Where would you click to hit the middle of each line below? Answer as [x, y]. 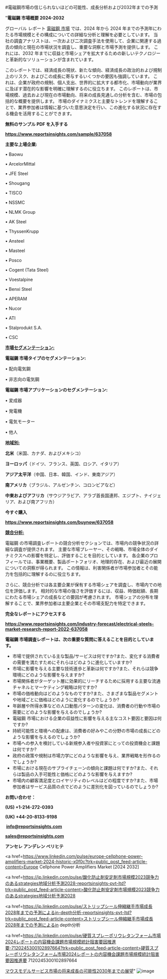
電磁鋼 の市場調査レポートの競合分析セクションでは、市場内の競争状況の [80, 543]
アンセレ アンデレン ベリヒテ [34, 846]
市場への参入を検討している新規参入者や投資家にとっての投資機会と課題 [86, 743]
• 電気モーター [20, 421]
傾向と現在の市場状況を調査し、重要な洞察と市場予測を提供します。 [83, 47]
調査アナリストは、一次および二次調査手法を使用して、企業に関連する [85, 41]
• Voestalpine [19, 279]
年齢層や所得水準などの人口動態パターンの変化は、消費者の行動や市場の [86, 706]
